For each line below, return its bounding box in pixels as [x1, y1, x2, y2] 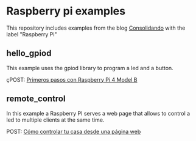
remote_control [6, 94, 66, 104]
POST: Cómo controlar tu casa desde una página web [6, 128, 141, 135]
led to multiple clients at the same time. [6, 116, 105, 123]
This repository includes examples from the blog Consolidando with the [6, 24, 186, 31]
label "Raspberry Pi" [6, 30, 57, 38]
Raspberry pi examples [6, 4, 126, 18]
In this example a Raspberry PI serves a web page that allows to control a [6, 110, 191, 117]
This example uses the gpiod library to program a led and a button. [6, 64, 173, 71]
